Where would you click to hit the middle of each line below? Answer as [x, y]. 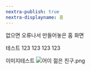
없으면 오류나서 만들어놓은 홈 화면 [45, 35]
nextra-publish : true [33, 12]
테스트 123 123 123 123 [33, 48]
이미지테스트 [20, 60]
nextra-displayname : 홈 [35, 17]
